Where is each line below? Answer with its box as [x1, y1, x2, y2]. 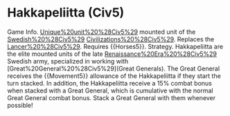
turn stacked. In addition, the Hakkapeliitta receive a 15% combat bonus [7, 79, 213, 87]
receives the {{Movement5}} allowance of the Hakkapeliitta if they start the [7, 71, 222, 80]
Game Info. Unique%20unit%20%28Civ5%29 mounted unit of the [7, 28, 196, 36]
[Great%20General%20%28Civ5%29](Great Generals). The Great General [7, 64, 220, 72]
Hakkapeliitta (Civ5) [7, 5, 125, 21]
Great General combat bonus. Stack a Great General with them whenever [7, 93, 216, 101]
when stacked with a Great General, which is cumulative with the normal [7, 86, 213, 95]
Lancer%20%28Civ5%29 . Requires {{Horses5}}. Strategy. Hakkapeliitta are [7, 42, 224, 50]
